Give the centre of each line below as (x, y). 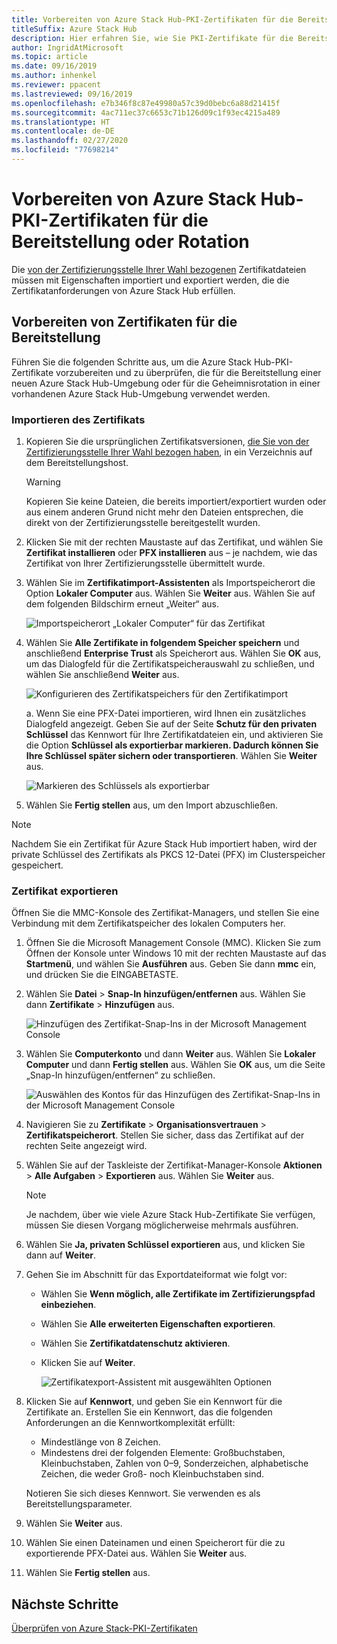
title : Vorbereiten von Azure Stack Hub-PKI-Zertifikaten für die (152, 19)
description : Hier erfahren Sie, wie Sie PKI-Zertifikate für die (152, 38)
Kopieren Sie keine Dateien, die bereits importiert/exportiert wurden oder (176, 501)
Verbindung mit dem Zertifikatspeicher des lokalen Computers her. (148, 923)
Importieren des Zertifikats (78, 419)
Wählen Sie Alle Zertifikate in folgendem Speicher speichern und (162, 642)
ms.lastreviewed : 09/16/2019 (72, 94)
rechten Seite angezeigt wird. (86, 1146)
